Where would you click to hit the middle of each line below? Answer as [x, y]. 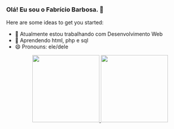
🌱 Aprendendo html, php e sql [51, 41]
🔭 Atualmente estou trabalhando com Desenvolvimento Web [88, 34]
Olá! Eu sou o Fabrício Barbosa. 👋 [55, 10]
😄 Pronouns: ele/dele [41, 47]
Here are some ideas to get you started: [55, 23]
